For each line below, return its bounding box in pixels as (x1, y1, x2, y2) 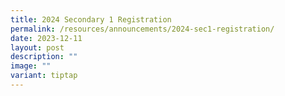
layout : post (10, 42, 65, 53)
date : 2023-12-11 (10, 33, 83, 43)
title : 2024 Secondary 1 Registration (10, 14, 172, 25)
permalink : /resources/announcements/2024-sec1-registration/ (10, 24, 275, 34)
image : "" (10, 61, 52, 71)
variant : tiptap (10, 71, 78, 81)
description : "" (10, 52, 78, 62)
